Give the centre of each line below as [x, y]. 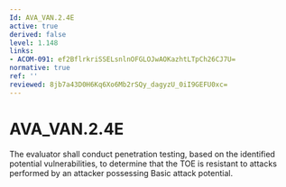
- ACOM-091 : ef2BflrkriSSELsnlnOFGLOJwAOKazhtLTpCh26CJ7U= [123, 59]
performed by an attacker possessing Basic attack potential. [121, 173]
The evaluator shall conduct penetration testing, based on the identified [142, 154]
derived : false [38, 34]
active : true [34, 26]
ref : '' [24, 76]
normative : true [40, 68]
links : [22, 51]
